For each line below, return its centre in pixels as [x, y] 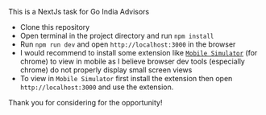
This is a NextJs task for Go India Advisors [79, 12]
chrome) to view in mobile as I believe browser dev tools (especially [133, 61]
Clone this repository [55, 27]
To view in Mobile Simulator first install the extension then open [126, 78]
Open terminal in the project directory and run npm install [117, 36]
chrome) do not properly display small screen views [106, 70]
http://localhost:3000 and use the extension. [97, 87]
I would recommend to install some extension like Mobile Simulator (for [139, 53]
